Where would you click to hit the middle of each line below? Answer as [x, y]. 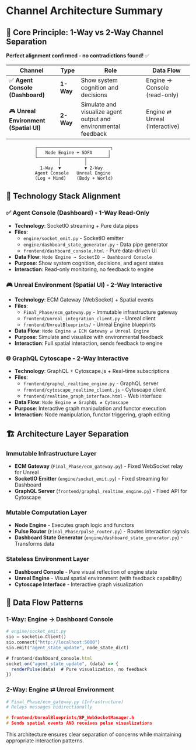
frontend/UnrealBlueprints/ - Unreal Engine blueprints [90, 324]
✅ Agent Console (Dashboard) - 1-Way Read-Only [78, 213]
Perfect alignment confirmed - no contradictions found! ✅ [78, 56]
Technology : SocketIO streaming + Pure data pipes [76, 225]
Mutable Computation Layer [47, 512]
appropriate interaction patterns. [45, 741]
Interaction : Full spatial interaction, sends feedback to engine [88, 343]
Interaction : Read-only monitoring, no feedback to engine [84, 269]
